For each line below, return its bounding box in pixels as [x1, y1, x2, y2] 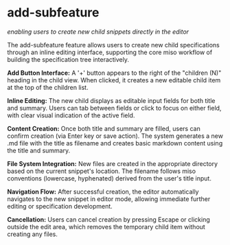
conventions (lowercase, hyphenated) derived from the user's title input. [7, 174, 211, 183]
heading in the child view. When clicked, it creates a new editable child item [7, 75, 221, 84]
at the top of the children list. [7, 83, 89, 91]
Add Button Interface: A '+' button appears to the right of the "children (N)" [7, 69, 222, 77]
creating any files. [7, 230, 58, 238]
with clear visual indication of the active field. [7, 111, 135, 119]
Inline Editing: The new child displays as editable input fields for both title [7, 96, 216, 104]
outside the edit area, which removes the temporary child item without [7, 222, 206, 231]
